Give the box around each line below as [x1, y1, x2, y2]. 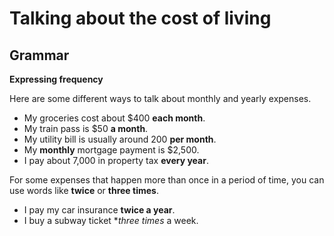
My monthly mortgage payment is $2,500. [23, 144, 200, 156]
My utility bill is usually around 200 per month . [23, 133, 217, 145]
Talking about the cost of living [9, 7, 272, 30]
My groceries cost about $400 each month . [23, 112, 206, 124]
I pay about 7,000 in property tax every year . [23, 155, 209, 166]
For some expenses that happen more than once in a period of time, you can [9, 174, 325, 186]
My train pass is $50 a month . [23, 123, 149, 134]
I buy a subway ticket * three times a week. [23, 215, 199, 226]
